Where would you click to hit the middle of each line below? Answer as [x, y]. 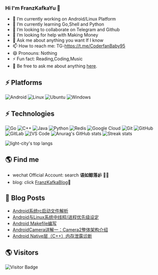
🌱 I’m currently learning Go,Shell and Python [58, 24]
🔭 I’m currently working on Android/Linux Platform [64, 19]
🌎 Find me [22, 160]
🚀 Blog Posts [25, 198]
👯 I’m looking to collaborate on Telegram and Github [66, 30]
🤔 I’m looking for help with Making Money [55, 35]
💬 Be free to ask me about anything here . [55, 66]
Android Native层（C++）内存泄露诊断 [52, 236]
